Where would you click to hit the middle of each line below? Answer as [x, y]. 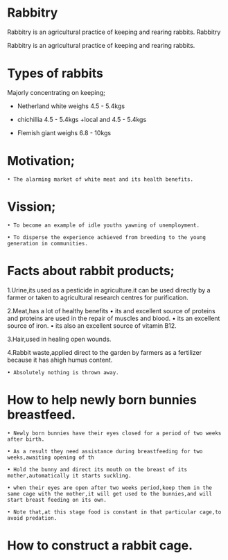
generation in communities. [48, 243]
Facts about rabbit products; [91, 271]
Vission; [32, 207]
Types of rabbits [55, 73]
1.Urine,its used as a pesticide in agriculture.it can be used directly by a [109, 290]
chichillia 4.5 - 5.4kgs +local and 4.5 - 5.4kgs [82, 119]
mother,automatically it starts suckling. [69, 475]
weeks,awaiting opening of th [51, 457]
